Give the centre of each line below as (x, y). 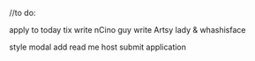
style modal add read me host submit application (98, 47)
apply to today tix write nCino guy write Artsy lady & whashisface (127, 30)
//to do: (22, 13)
